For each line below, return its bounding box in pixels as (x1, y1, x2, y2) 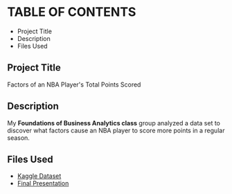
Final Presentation (17, 179, 69, 188)
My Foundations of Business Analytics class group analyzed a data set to (7, 118, 220, 127)
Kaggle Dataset (17, 172, 62, 180)
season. (7, 133, 30, 142)
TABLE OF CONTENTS (7, 4, 136, 20)
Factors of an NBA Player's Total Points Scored (7, 80, 141, 89)
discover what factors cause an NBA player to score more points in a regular (7, 126, 225, 134)
